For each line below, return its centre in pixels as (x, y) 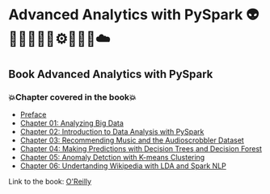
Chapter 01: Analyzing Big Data (72, 123)
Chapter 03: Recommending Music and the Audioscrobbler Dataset (132, 140)
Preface (33, 114)
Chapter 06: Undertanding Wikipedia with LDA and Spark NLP (123, 166)
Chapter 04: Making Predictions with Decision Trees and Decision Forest (141, 148)
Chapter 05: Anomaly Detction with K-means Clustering (112, 157)
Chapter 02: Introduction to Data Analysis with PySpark (112, 131)
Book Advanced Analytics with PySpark (111, 74)
